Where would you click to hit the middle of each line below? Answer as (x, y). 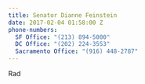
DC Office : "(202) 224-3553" (63, 44)
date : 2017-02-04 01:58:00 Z (56, 23)
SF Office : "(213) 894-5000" (63, 37)
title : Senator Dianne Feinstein (63, 15)
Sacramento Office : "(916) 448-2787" (77, 51)
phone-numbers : (33, 30)
